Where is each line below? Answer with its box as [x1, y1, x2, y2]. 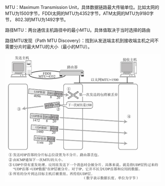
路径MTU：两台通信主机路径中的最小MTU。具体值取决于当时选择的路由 [5, 27, 151, 33]
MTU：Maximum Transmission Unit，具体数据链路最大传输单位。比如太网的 [5, 4, 160, 10]
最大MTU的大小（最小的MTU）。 [26, 44, 92, 49]
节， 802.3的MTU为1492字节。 [5, 17, 69, 22]
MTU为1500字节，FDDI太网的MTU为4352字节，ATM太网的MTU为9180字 [5, 10, 154, 16]
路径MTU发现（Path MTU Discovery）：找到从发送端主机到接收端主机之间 [5, 37, 155, 43]
